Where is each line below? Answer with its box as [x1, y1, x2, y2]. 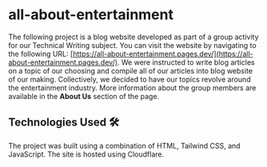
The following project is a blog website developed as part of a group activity [8, 32, 259, 42]
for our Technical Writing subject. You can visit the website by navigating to [8, 40, 257, 50]
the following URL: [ [8, 49, 74, 58]
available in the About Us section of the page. [8, 91, 160, 101]
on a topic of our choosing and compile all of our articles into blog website [8, 66, 253, 75]
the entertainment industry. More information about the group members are [8, 82, 257, 93]
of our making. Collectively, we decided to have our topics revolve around [8, 74, 251, 84]
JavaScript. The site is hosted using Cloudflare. [8, 149, 165, 159]
